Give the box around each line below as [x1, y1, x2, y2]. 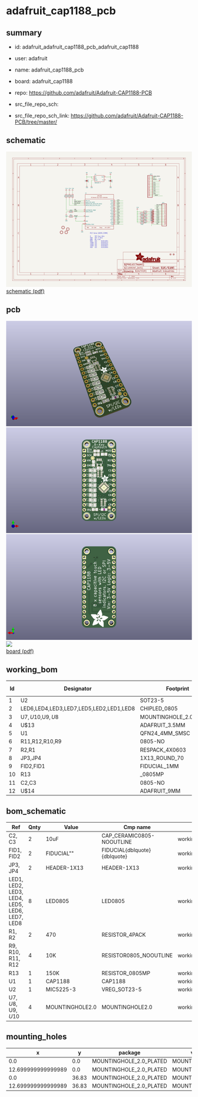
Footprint [166, 685, 190, 692]
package [118, 1049, 141, 1056]
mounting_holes [6, 1032, 67, 1042]
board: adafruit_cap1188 [14, 78, 73, 85]
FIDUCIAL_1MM [140, 763, 179, 770]
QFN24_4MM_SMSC [140, 730, 190, 737]
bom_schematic [6, 806, 67, 816]
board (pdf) [6, 648, 34, 655]
